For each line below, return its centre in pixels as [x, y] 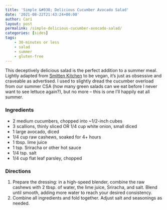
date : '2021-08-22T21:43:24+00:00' [42, 14]
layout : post [19, 24]
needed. [21, 203]
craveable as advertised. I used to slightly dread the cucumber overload [79, 81]
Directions [18, 171]
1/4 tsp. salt [24, 152]
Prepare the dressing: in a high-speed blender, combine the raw [78, 182]
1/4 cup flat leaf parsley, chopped [47, 158]
